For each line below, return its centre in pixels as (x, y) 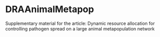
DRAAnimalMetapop (50, 9)
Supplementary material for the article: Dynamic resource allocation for (80, 23)
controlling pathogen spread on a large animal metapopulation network (80, 28)
